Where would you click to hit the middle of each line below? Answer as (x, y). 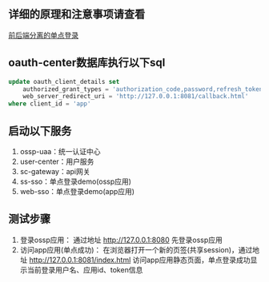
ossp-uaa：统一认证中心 (60, 151)
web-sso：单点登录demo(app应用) (77, 191)
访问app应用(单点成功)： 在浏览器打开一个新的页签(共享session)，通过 (136, 249)
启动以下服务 (40, 131)
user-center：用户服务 (57, 161)
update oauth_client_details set (64, 81)
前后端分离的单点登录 (43, 35)
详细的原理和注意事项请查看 (77, 14)
